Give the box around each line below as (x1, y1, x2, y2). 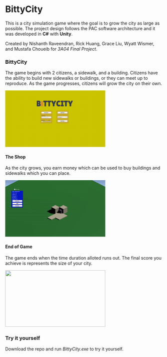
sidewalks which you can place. (5, 170, 71, 176)
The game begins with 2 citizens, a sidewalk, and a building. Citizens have (5, 70, 158, 76)
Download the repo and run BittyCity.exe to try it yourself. (5, 345, 123, 352)
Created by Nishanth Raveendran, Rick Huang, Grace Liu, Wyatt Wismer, (5, 40, 154, 46)
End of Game (5, 244, 32, 250)
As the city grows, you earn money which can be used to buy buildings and (5, 165, 160, 171)
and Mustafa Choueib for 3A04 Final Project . (5, 46, 97, 52)
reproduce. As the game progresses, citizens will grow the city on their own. (5, 80, 162, 86)
